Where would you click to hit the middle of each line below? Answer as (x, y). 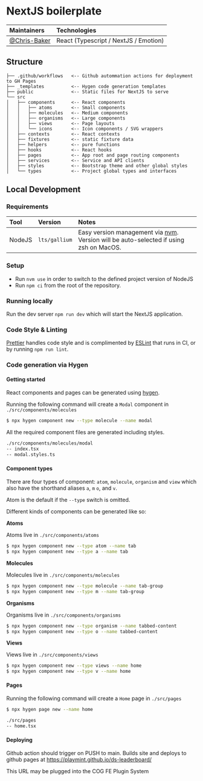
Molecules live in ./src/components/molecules (63, 574)
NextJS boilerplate (54, 11)
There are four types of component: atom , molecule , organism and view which (101, 482)
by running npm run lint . (37, 349)
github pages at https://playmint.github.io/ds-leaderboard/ (79, 760)
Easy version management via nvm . (128, 233)
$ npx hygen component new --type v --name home (69, 672)
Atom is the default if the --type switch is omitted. (68, 500)
